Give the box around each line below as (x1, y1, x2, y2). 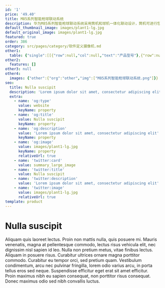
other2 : (5, 58, 21, 62)
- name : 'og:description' (14, 126, 67, 131)
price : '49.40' (5, 12, 36, 17)
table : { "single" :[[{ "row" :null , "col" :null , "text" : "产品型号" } (9, 53, 139, 58)
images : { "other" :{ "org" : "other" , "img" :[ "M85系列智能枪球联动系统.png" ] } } (9, 76, 159, 81)
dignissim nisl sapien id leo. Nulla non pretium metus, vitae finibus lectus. (5, 247, 153, 253)
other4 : (5, 71, 21, 76)
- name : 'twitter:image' (14, 185, 65, 190)
